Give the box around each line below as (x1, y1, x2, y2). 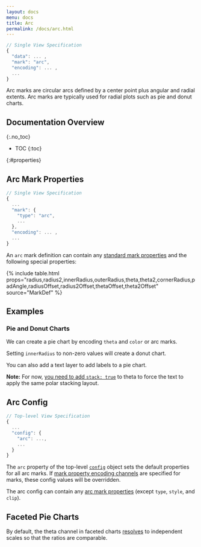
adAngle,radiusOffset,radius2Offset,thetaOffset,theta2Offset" (6, 282, 159, 290)
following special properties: (6, 258, 77, 265)
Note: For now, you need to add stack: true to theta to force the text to (6, 373, 184, 380)
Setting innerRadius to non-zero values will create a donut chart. (6, 350, 167, 357)
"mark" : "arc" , (11, 59, 50, 65)
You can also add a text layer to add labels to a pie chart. (6, 362, 147, 369)
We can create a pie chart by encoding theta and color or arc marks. (6, 338, 178, 345)
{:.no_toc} (6, 133, 31, 141)
